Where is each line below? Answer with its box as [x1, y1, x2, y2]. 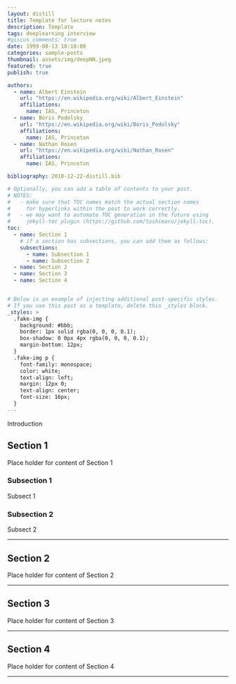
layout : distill [7, 10, 55, 18]
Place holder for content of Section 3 [7, 616, 114, 625]
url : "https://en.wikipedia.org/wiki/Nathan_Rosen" [20, 147, 174, 154]
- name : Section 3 [13, 270, 68, 277]
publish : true [7, 69, 49, 76]
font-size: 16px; [20, 394, 71, 401]
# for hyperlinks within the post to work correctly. [7, 205, 181, 212]
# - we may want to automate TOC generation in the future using [7, 211, 209, 218]
